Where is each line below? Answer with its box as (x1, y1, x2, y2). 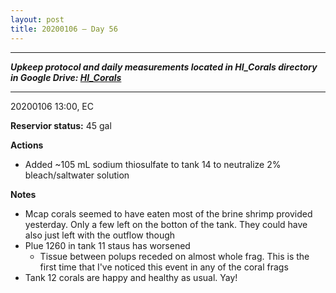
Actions (10, 139, 44, 151)
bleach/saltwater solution (24, 169, 130, 181)
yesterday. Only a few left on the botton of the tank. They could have (24, 218, 308, 230)
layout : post (10, 14, 65, 25)
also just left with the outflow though (24, 229, 176, 241)
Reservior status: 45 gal (10, 119, 112, 131)
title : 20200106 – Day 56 (10, 24, 118, 34)
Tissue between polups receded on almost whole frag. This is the (39, 250, 310, 262)
